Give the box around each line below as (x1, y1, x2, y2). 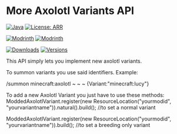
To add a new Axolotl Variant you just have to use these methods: (6, 91, 165, 98)
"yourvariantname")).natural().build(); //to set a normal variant (6, 104, 156, 111)
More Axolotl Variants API (6, 4, 134, 18)
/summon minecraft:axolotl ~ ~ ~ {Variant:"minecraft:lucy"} (6, 80, 149, 87)
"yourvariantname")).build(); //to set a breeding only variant (6, 121, 151, 128)
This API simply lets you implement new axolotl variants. (6, 57, 142, 64)
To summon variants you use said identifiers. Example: (6, 68, 138, 75)
